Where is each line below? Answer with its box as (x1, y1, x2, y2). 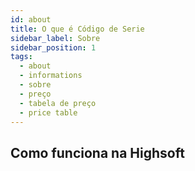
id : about (10, 14, 52, 25)
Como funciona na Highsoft (10, 144, 185, 161)
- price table (19, 107, 78, 118)
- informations (19, 71, 83, 81)
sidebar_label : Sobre (10, 33, 101, 43)
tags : (10, 52, 33, 62)
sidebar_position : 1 (10, 42, 97, 53)
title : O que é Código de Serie (10, 24, 145, 34)
